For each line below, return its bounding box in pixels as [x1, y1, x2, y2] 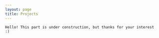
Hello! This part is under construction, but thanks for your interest [5, 25, 154, 29]
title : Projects [5, 12, 38, 16]
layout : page [5, 7, 32, 12]
